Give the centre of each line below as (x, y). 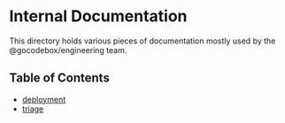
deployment (44, 99)
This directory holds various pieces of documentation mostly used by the (142, 41)
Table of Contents (60, 78)
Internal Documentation (98, 16)
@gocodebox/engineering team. (68, 50)
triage (33, 109)
